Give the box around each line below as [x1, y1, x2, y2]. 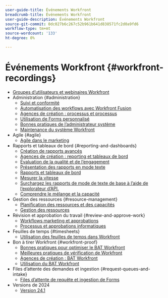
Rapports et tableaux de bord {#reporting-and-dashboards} [12, 142, 137, 149]
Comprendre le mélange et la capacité [20, 191, 100, 197]
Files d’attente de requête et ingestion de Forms [20, 276, 120, 282]
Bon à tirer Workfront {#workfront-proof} [12, 239, 98, 245]
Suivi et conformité [20, 99, 60, 106]
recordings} [5, 73, 57, 84]
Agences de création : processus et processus [20, 110, 118, 116]
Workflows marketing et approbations [20, 217, 99, 223]
